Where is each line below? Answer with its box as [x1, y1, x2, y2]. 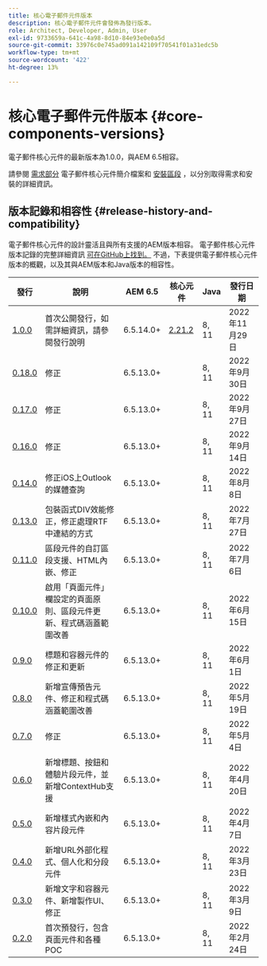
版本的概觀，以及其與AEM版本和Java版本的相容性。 [8, 260, 179, 269]
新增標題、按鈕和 [44, 757, 110, 768]
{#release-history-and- [94, 205, 213, 218]
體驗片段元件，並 [44, 768, 110, 780]
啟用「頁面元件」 [44, 581, 110, 593]
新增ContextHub [44, 780, 106, 792]
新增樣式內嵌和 [44, 812, 102, 823]
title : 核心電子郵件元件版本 [8, 11, 93, 20]
